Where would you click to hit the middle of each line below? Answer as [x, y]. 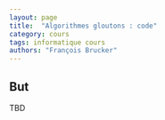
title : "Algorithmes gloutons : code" [83, 26]
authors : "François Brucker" [63, 51]
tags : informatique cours [57, 42]
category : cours [39, 34]
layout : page [33, 17]
